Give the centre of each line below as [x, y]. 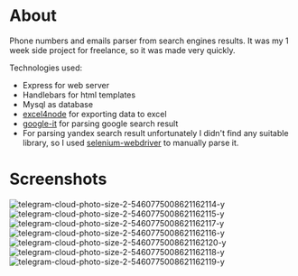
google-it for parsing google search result [100, 124]
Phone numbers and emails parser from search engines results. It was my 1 [149, 41]
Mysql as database [57, 104]
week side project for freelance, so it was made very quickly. [123, 50]
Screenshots [58, 179]
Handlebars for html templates [79, 95]
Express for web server [66, 85]
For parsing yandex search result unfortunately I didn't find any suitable [155, 133]
